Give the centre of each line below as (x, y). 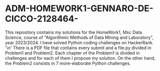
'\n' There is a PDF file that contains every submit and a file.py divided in (78, 48)
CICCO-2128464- (42, 19)
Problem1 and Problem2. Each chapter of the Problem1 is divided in (72, 53)
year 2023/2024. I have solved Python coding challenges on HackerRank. (80, 42)
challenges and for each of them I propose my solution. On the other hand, (80, 58)
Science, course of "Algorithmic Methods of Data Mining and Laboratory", (80, 37)
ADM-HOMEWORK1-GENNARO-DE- (79, 9)
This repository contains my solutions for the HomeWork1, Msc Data (74, 32)
